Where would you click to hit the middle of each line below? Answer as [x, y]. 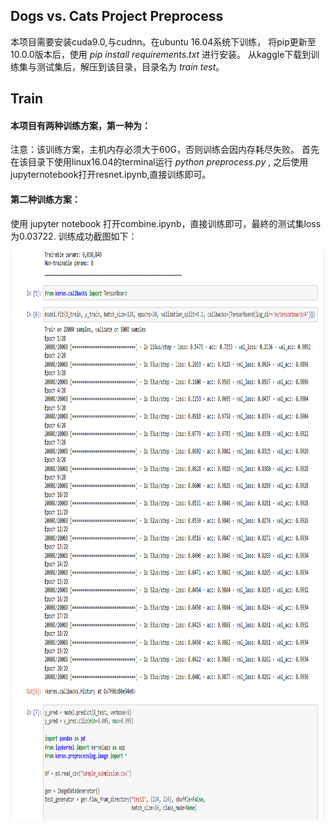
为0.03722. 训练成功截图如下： [74, 236]
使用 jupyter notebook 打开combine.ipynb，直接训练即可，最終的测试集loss [166, 223]
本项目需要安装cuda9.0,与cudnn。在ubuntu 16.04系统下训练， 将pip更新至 [163, 41]
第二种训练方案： [45, 199]
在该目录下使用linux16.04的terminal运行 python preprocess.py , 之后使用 [159, 162]
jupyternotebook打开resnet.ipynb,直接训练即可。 [111, 175]
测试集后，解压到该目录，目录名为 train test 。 [130, 66]
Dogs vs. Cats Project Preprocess [117, 16]
